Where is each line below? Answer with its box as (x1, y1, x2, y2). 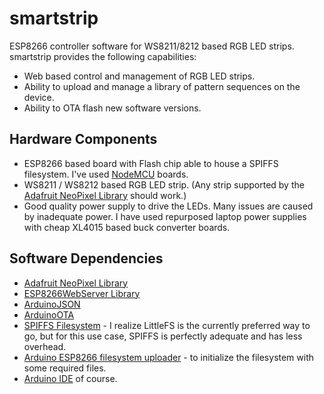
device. (23, 91, 55, 103)
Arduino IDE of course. (23, 372, 118, 384)
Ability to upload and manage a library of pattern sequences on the (23, 80, 301, 92)
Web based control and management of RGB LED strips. (23, 70, 256, 82)
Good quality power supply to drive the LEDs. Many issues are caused (23, 200, 314, 212)
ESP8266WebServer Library (23, 287, 141, 299)
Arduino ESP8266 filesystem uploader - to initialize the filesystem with (23, 351, 315, 363)
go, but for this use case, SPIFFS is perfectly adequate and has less (23, 330, 303, 342)
